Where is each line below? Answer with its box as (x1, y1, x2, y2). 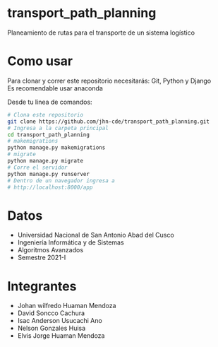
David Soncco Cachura (17, 309, 85, 317)
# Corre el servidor (7, 164, 68, 171)
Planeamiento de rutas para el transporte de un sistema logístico (7, 28, 195, 37)
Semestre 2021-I (17, 253, 66, 262)
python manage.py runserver (7, 170, 90, 177)
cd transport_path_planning (7, 131, 90, 139)
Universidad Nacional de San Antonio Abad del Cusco (17, 231, 174, 240)
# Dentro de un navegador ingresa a (7, 177, 115, 184)
